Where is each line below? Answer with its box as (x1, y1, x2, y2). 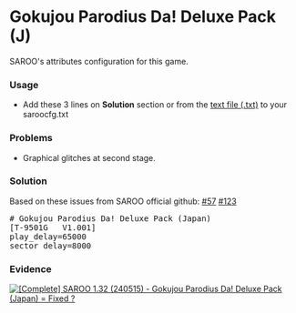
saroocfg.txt (22, 109, 69, 120)
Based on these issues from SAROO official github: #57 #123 (9, 196, 237, 207)
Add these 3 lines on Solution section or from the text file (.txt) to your (22, 99, 288, 110)
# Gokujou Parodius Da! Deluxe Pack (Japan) (9, 213, 212, 224)
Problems (9, 132, 53, 145)
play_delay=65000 (9, 231, 87, 242)
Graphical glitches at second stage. (22, 152, 157, 163)
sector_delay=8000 (9, 240, 92, 251)
